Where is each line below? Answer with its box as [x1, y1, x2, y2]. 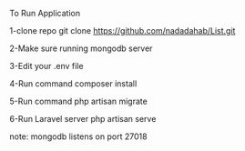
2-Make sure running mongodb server [9, 43, 153, 54]
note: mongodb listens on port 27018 [9, 131, 148, 142]
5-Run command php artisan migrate [9, 96, 148, 106]
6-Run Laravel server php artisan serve [9, 114, 157, 124]
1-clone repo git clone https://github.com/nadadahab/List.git [9, 25, 236, 35]
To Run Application [9, 8, 80, 18]
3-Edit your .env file [9, 61, 84, 71]
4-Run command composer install [9, 78, 138, 89]
